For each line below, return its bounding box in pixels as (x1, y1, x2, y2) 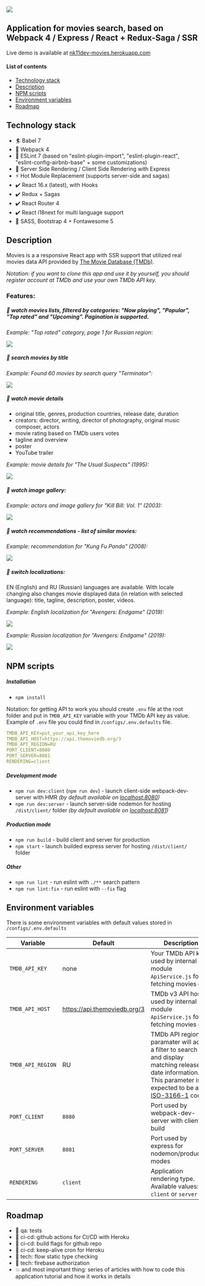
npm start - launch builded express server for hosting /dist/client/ (15, 842, 187, 850)
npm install (15, 694, 46, 700)
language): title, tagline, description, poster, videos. (6, 597, 135, 604)
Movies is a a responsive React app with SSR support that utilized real (6, 251, 182, 259)
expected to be (150, 1083, 194, 1092)
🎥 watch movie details (6, 395, 64, 402)
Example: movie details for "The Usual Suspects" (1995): (6, 461, 149, 468)
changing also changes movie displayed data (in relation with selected (6, 590, 183, 598)
